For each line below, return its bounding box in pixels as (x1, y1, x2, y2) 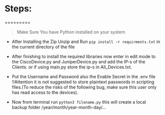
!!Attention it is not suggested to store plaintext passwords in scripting (11, 79, 155, 85)
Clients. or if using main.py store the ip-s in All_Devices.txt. (11, 64, 132, 70)
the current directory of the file (11, 44, 75, 50)
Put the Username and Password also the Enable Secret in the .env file (11, 73, 156, 79)
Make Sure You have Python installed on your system (16, 29, 125, 35)
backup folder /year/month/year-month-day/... (11, 104, 106, 110)
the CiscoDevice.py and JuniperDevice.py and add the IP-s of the (11, 58, 145, 64)
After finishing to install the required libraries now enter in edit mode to (11, 53, 156, 59)
